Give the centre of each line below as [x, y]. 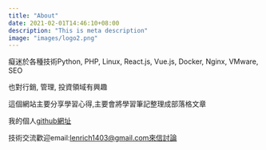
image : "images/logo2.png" [53, 38]
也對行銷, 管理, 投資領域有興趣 [58, 87]
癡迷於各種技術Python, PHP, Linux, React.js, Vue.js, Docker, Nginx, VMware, [133, 61]
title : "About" [34, 16]
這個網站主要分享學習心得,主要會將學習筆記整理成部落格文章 [107, 104]
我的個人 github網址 [40, 121]
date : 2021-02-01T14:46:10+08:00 [64, 23]
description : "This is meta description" [78, 30]
